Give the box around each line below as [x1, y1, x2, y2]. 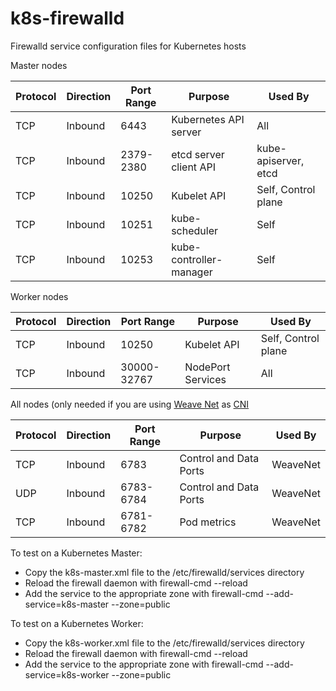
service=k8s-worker [24, 668, 110, 681]
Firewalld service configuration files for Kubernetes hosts [10, 40, 247, 52]
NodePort [184, 360, 231, 374]
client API [171, 160, 216, 174]
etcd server [171, 147, 225, 161]
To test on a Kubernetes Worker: [10, 617, 144, 629]
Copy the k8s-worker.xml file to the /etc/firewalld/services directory [24, 637, 305, 649]
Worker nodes [10, 290, 69, 302]
